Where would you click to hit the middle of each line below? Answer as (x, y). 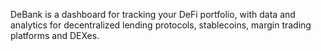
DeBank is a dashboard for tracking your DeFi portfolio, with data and (153, 14)
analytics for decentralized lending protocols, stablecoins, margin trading (161, 25)
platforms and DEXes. (55, 35)
